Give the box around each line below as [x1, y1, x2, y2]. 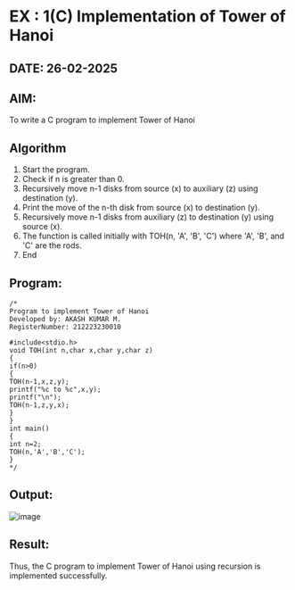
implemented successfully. [9, 569, 108, 581]
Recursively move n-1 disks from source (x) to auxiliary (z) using [21, 183, 258, 194]
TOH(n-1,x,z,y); [9, 378, 70, 386]
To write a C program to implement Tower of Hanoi [9, 114, 196, 126]
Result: [9, 537, 50, 553]
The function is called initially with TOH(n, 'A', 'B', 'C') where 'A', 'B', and [21, 230, 285, 242]
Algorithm [9, 140, 67, 155]
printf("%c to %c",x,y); [9, 386, 102, 395]
